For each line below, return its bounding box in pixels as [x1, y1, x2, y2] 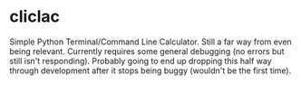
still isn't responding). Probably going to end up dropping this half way [9, 55, 272, 66]
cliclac [9, 6, 61, 27]
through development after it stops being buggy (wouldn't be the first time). [9, 65, 292, 76]
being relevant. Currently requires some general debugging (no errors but [9, 45, 285, 56]
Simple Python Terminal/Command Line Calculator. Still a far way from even [9, 36, 292, 47]
